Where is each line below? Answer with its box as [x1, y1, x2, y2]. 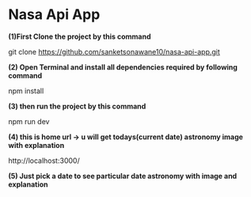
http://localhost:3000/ [8, 156, 81, 165]
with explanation [8, 140, 65, 150]
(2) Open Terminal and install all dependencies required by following [8, 62, 238, 72]
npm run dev [8, 116, 50, 126]
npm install [8, 85, 44, 96]
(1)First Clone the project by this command [8, 32, 151, 41]
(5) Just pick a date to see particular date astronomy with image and [8, 171, 238, 180]
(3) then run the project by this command [8, 101, 146, 111]
